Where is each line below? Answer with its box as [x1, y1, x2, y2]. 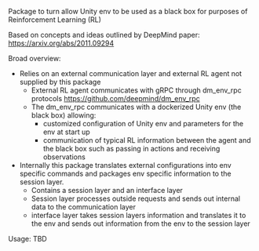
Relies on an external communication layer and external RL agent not [19, 69, 242, 78]
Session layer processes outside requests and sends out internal [31, 194, 241, 203]
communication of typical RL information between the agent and [42, 136, 251, 144]
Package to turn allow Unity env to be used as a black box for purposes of [8, 7, 248, 16]
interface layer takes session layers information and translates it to [31, 211, 246, 220]
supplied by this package [19, 78, 101, 86]
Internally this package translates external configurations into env [19, 161, 232, 169]
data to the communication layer [31, 202, 136, 211]
